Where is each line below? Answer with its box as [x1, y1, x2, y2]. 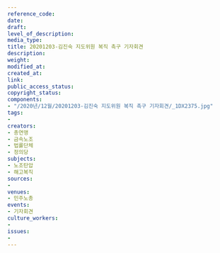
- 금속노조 [7, 135, 34, 142]
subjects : [7, 155, 37, 163]
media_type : [7, 37, 42, 44]
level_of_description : [7, 30, 74, 38]
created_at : [7, 69, 42, 77]
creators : [7, 122, 37, 130]
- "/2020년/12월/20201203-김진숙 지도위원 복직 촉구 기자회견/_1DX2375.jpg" [7, 103, 214, 110]
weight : [7, 57, 30, 64]
